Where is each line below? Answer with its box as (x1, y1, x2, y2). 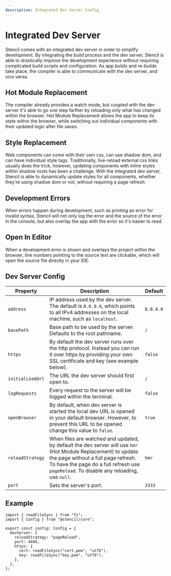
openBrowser (8, 415, 37, 420)
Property (15, 287, 37, 294)
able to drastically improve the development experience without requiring (5, 57, 159, 63)
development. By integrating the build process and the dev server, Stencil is (5, 52, 164, 58)
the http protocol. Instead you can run (49, 344, 139, 351)
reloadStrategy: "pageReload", (14, 535, 81, 540)
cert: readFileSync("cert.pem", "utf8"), (18, 548, 108, 554)
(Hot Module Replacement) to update (49, 448, 138, 455)
